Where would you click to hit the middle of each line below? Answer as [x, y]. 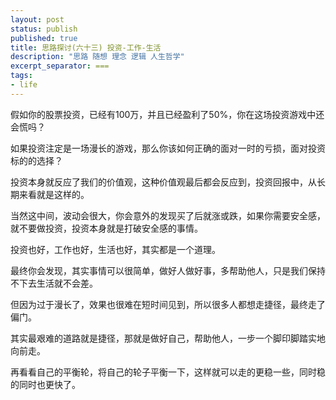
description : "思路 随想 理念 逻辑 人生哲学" [97, 57]
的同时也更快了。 [45, 384]
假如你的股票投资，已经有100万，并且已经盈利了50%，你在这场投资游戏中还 [167, 114]
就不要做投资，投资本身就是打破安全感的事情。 [106, 228]
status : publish [44, 29]
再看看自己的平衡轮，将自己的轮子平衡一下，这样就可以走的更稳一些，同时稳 [168, 372]
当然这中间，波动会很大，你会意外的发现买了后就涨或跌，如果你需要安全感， [168, 215]
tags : [21, 76]
